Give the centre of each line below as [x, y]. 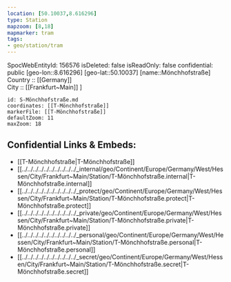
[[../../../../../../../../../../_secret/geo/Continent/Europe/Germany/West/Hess [120, 256]
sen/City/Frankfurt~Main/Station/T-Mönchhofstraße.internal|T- [106, 176]
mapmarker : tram [30, 33]
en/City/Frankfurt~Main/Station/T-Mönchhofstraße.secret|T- [103, 264]
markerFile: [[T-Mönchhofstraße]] [57, 112]
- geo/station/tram [35, 46]
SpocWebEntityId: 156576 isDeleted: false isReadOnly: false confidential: [110, 65]
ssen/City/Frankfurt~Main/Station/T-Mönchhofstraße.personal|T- [110, 242]
